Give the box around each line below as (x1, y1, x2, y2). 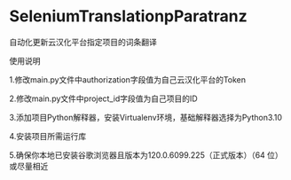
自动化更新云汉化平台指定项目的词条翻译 (9, 36, 157, 47)
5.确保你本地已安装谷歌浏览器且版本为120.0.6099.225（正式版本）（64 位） (9, 149, 284, 160)
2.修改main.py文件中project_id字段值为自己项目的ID (9, 93, 198, 104)
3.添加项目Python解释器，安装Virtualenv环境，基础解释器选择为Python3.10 (9, 112, 282, 122)
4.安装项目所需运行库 (9, 130, 87, 141)
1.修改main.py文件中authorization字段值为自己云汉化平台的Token (9, 74, 247, 85)
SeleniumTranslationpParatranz (9, 6, 248, 27)
